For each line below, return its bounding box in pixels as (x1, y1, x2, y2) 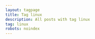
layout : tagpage (5, 7, 40, 13)
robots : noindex (5, 26, 40, 31)
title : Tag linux (5, 12, 42, 17)
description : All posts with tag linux (5, 17, 90, 22)
